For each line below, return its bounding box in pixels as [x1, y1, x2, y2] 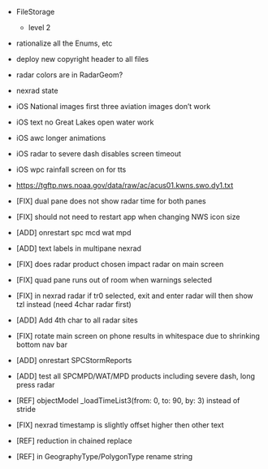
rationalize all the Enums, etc [15, 38, 113, 48]
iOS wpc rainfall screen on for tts [15, 164, 127, 174]
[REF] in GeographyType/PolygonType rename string [15, 452, 193, 461]
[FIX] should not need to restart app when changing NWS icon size [15, 212, 240, 221]
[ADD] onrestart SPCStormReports [15, 356, 132, 365]
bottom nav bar [15, 340, 67, 349]
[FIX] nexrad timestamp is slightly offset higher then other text [15, 420, 225, 430]
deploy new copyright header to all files [15, 55, 149, 64]
